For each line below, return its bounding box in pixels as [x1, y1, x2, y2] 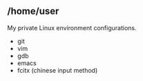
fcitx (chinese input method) [17, 66, 98, 74]
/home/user [7, 5, 59, 17]
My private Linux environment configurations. [7, 23, 137, 32]
